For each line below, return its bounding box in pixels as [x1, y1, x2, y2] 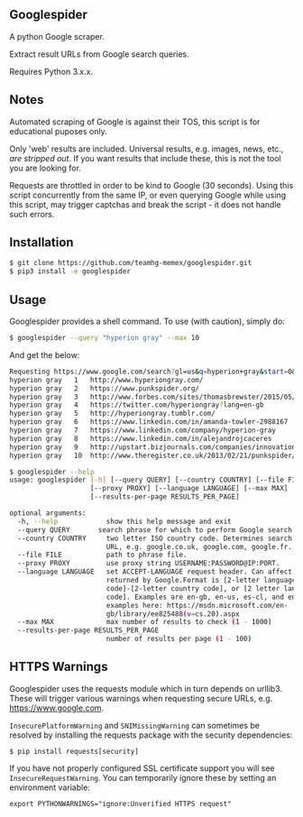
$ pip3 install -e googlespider [9, 267, 131, 276]
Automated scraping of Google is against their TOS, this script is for [9, 116, 261, 127]
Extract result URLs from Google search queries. [9, 49, 189, 60]
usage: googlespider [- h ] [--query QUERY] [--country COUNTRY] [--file [9, 475, 284, 485]
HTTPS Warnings [9, 659, 108, 675]
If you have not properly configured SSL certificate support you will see [9, 762, 275, 774]
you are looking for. [9, 162, 81, 173]
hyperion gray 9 [9, 442, 78, 452]
